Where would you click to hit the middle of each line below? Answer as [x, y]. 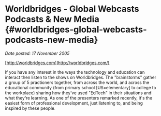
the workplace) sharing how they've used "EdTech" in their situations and [78, 93]
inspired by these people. [30, 108]
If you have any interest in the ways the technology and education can [75, 72]
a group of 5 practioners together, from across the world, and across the [77, 82]
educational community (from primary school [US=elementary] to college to [80, 87]
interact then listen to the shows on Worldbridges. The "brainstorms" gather [80, 77]
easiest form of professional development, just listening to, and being [74, 103]
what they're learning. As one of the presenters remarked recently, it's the [79, 98]
